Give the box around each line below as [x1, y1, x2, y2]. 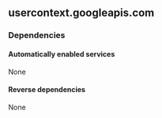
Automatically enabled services [8, 49, 115, 58]
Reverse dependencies [8, 85, 85, 94]
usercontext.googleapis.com [8, 6, 155, 20]
